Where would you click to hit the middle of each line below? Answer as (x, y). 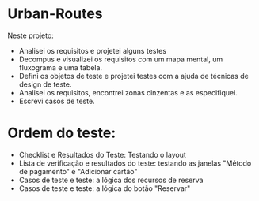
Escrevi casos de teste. (57, 101)
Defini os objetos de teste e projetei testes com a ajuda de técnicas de (133, 76)
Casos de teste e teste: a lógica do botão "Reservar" (105, 188)
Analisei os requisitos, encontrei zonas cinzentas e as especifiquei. (128, 92)
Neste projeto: (31, 35)
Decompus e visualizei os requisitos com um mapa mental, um (121, 59)
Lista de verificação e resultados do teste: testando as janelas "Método (135, 163)
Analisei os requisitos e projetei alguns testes (93, 50)
